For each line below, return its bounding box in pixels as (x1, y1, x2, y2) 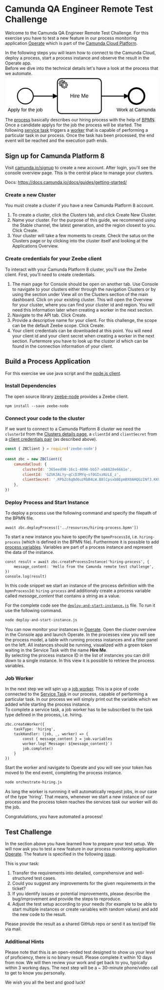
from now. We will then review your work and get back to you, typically (5, 960, 147, 966)
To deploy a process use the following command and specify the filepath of (5, 510, 157, 516)
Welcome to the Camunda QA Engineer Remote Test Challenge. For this (5, 30, 149, 36)
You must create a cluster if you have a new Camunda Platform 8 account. (5, 202, 155, 208)
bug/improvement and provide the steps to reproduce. (12, 896, 122, 902)
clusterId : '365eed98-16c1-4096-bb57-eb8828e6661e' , (22, 467, 132, 472)
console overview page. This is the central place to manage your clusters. (5, 170, 154, 176)
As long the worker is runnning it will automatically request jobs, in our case (5, 789, 157, 794)
